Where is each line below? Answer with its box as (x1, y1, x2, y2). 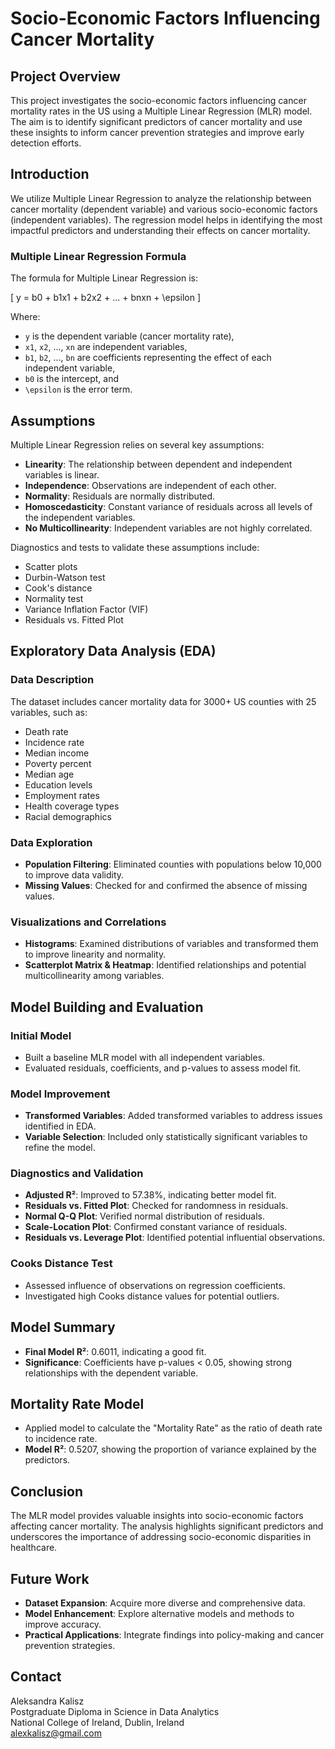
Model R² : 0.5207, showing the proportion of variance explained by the (24, 1443, 317, 1456)
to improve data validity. (24, 868, 125, 881)
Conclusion (10, 1483, 84, 1500)
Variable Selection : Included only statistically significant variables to (24, 1131, 308, 1143)
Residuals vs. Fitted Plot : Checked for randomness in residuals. (24, 1200, 289, 1212)
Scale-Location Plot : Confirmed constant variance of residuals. (24, 1221, 288, 1233)
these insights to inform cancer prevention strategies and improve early (10, 127, 305, 138)
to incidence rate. (24, 1433, 98, 1445)
